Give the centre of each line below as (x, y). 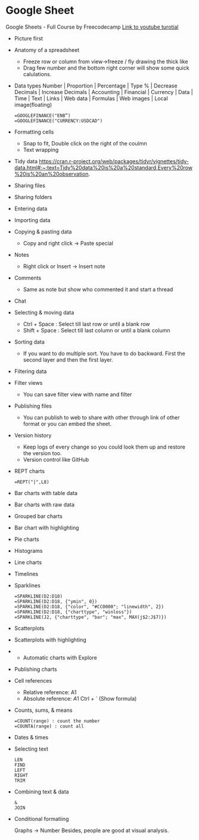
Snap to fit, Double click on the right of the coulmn (85, 143)
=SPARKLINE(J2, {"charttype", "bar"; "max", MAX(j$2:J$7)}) (90, 617)
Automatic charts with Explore (60, 657)
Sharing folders (33, 197)
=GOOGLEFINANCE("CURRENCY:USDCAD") (58, 121)
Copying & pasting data (43, 231)
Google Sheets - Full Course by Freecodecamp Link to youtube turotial (92, 27)
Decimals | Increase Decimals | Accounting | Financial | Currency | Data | (103, 92)
